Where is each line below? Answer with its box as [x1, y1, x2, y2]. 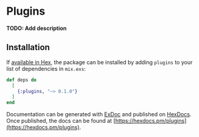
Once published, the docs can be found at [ [6, 117, 116, 125]
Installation [6, 42, 50, 53]
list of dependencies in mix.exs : [6, 65, 86, 72]
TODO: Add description [6, 24, 67, 32]
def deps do [6, 76, 37, 83]
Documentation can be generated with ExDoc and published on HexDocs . [6, 111, 192, 118]
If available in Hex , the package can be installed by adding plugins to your [6, 58, 193, 65]
